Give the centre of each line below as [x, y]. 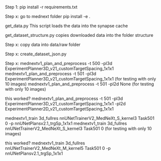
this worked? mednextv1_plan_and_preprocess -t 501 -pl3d [64, 98]
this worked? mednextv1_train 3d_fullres [45, 143]
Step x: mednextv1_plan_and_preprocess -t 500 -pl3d [59, 63]
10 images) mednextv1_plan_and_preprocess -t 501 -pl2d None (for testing [80, 84]
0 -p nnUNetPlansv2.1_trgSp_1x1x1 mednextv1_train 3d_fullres [66, 123]
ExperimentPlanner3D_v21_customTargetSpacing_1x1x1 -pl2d [65, 104]
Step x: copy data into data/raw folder [43, 45]
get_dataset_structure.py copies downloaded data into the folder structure [79, 35]
